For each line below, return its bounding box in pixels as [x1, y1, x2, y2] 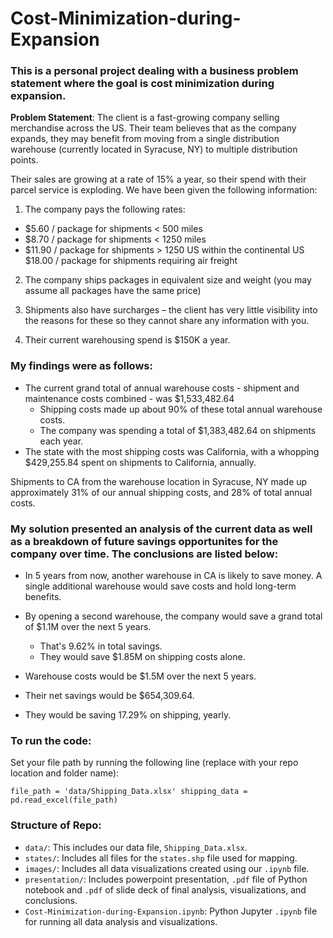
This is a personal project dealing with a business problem [10, 64, 299, 78]
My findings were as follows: [10, 359, 153, 373]
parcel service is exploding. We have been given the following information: [10, 184, 318, 196]
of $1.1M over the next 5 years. [24, 621, 152, 633]
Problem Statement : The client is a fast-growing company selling [10, 112, 280, 124]
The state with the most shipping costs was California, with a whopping [24, 445, 320, 457]
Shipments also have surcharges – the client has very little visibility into [24, 304, 318, 316]
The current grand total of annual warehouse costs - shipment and [24, 382, 300, 394]
